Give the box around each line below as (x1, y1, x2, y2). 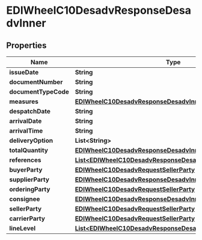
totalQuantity (9, 146, 48, 154)
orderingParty (9, 185, 50, 193)
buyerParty (9, 166, 43, 174)
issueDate (9, 68, 39, 76)
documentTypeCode (9, 88, 69, 96)
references (9, 156, 41, 164)
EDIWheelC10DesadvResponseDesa (6, 4, 191, 17)
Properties (6, 40, 47, 50)
